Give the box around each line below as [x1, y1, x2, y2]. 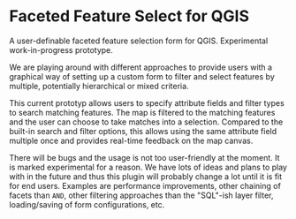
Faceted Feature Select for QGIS [9, 6, 250, 26]
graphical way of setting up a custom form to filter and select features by [9, 71, 276, 81]
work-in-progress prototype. [9, 44, 113, 55]
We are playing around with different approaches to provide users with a [9, 62, 272, 72]
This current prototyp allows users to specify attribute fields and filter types [9, 97, 285, 108]
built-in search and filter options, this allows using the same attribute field [9, 125, 277, 136]
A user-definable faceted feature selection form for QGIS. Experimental [9, 35, 269, 46]
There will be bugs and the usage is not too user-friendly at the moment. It [9, 152, 280, 162]
